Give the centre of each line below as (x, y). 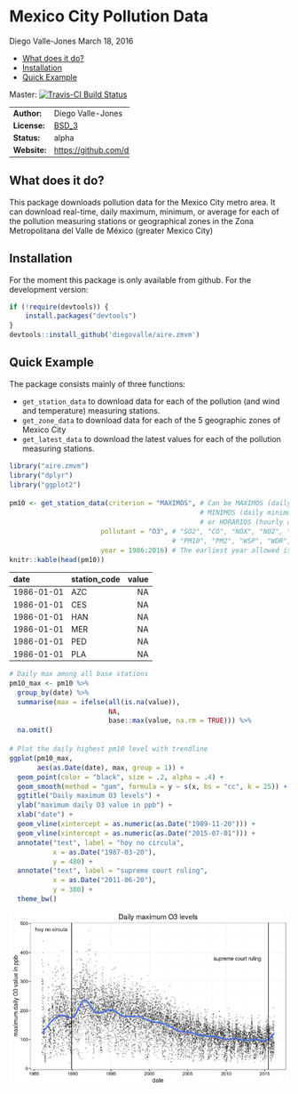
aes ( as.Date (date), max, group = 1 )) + (110, 768)
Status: (26, 138)
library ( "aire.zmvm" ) (49, 466)
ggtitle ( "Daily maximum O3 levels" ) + (89, 796)
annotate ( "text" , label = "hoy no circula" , (101, 842)
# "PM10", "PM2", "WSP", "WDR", (231, 541)
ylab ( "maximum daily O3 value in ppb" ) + (95, 805)
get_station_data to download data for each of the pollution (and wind (151, 401)
